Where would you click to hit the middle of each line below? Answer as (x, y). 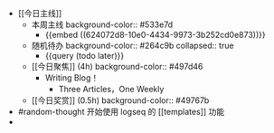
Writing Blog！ (72, 78)
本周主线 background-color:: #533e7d (102, 24)
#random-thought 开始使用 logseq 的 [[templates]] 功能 (121, 112)
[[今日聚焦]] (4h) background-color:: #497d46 (117, 66)
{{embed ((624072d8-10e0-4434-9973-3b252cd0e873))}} (155, 35)
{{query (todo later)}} (85, 56)
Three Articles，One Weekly (111, 89)
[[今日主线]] (40, 13)
